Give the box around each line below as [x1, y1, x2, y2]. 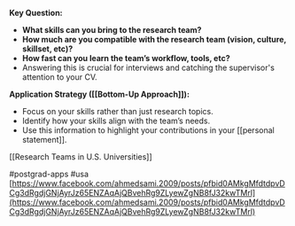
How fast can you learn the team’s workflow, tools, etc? [21, 53, 230, 63]
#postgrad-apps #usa [9, 168, 89, 179]
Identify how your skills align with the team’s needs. [21, 115, 211, 126]
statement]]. [21, 135, 67, 144]
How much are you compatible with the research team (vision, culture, [21, 35, 287, 44]
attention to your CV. [21, 72, 97, 82]
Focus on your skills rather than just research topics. [21, 106, 214, 116]
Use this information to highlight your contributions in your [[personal [21, 125, 275, 136]
